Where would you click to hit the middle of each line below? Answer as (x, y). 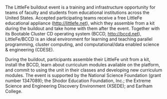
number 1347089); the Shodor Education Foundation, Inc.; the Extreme (78, 80)
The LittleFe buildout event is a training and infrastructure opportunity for (80, 7)
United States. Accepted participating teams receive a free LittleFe (74, 18)
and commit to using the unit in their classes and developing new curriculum (84, 70)
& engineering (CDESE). (29, 50)
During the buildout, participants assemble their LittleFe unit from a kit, (78, 59)
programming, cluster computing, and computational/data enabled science (82, 44)
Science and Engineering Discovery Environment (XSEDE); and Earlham (79, 86)
